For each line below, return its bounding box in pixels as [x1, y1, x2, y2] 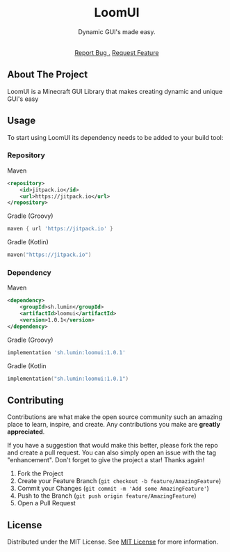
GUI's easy [7, 95, 39, 103]
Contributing [7, 394, 64, 406]
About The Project [7, 69, 88, 81]
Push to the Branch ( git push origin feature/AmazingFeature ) [17, 491, 197, 500]
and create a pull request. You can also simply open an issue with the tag [7, 448, 217, 457]
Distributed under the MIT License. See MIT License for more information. [7, 537, 219, 546]
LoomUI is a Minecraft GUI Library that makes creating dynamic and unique [7, 87, 223, 95]
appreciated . [7, 427, 45, 436]
